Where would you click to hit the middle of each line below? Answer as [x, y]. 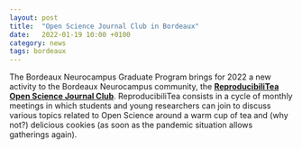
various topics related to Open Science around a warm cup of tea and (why [149, 116]
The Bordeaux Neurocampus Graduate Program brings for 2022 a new [141, 77]
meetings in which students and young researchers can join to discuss [141, 106]
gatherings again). [43, 135]
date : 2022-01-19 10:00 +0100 [70, 34]
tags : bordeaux [38, 51]
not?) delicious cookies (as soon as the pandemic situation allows [131, 125]
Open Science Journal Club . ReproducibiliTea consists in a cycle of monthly [151, 97]
